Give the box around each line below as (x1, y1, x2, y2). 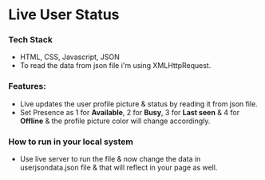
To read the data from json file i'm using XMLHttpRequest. (19, 61, 212, 70)
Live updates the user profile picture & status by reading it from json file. (19, 98, 258, 109)
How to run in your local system (8, 136, 133, 147)
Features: (8, 81, 46, 92)
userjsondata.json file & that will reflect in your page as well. (19, 162, 218, 173)
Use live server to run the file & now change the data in (19, 154, 201, 164)
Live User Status (8, 6, 120, 24)
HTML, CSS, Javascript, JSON (19, 52, 120, 62)
